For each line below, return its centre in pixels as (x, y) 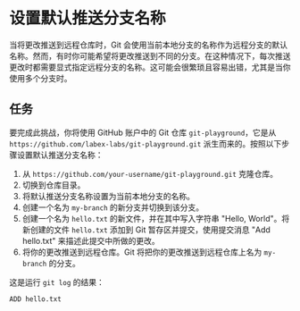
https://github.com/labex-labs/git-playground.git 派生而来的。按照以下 (146, 143)
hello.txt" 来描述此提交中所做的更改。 (91, 240)
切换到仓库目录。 (54, 185)
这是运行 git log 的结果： (57, 282)
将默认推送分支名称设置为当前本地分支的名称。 (108, 196)
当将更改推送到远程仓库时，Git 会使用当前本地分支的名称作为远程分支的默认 (149, 45)
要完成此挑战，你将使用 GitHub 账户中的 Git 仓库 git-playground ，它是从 (143, 132)
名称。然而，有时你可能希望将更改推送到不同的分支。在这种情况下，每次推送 (150, 55)
